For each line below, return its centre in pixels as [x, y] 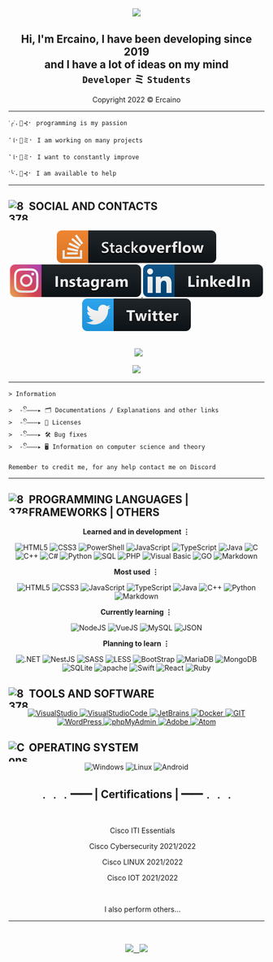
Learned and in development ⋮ [136, 532]
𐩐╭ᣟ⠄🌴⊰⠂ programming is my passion [68, 123]
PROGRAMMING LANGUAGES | [109, 500]
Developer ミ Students [136, 79]
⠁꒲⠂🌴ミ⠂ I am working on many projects [76, 140]
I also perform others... [143, 909]
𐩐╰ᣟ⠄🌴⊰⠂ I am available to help [63, 173]
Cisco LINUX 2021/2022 [143, 862]
